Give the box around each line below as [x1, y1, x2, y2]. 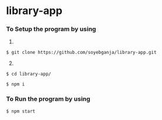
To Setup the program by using [6, 25, 96, 33]
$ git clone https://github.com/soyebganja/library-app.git [6, 50, 157, 56]
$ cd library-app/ [6, 71, 51, 77]
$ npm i [6, 81, 25, 87]
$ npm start [6, 108, 35, 114]
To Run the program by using [6, 95, 91, 103]
